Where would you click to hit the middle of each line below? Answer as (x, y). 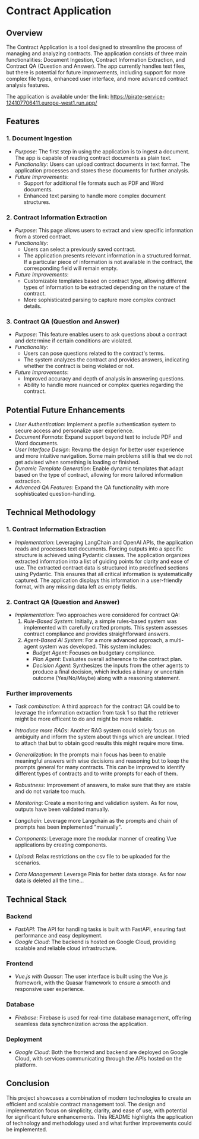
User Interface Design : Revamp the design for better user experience (99, 449)
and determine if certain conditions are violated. (73, 341)
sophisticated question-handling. (55, 494)
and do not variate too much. (50, 791)
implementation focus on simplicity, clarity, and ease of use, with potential (97, 1110)
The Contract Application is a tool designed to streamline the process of (94, 47)
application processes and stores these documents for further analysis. (102, 170)
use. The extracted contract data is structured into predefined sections (102, 567)
